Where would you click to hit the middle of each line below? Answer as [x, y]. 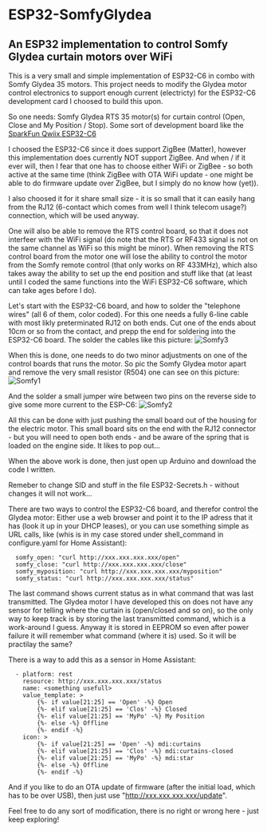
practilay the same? [41, 644]
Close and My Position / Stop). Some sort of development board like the [126, 125]
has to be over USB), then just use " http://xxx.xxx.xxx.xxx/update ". [118, 795]
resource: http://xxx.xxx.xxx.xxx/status [92, 681]
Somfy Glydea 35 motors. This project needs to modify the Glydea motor [128, 84]
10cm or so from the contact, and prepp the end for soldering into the [122, 331]
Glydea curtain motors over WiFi [90, 56]
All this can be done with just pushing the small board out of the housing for [133, 420]
